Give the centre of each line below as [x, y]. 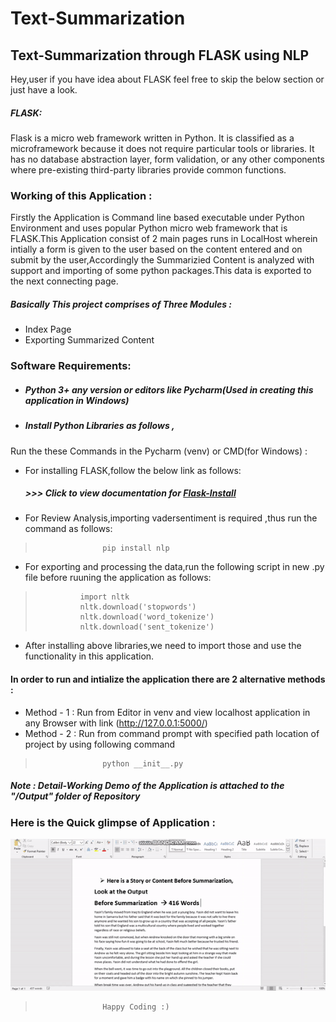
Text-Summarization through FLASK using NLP [160, 55]
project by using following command [100, 744]
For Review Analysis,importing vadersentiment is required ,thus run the [171, 518]
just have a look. [44, 90]
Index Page [48, 329]
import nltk [104, 597]
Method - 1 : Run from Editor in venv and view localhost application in [167, 712]
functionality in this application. [89, 656]
